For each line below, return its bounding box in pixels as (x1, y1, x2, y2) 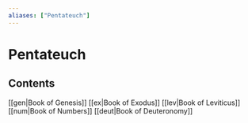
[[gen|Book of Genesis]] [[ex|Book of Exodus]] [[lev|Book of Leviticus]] (8, 98, 241, 107)
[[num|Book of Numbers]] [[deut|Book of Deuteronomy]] (8, 106, 193, 115)
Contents (8, 76, 55, 91)
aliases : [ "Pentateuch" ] (8, 11, 90, 20)
